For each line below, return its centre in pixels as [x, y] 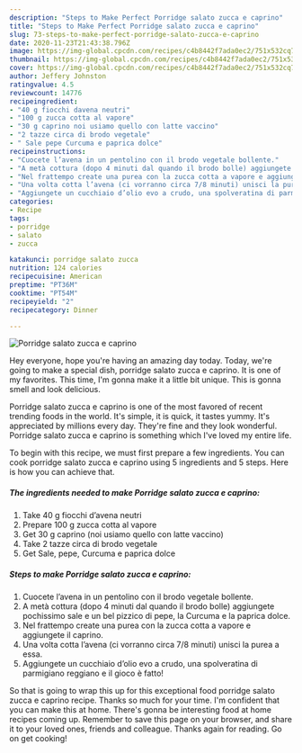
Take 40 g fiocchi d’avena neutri [82, 515]
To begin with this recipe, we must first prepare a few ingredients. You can [147, 453]
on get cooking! [38, 739]
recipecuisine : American [56, 277]
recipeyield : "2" [42, 301]
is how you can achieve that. [62, 472]
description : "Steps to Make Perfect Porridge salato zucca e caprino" [146, 18]
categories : [31, 202]
